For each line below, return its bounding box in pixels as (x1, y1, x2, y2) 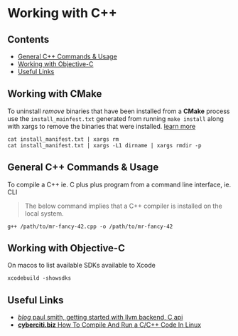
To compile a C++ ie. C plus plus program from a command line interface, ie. (7, 180, 232, 189)
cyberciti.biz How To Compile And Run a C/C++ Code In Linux (17, 320, 201, 329)
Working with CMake (7, 88, 102, 100)
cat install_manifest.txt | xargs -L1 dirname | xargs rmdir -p (7, 142, 202, 149)
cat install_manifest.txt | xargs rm (7, 135, 119, 143)
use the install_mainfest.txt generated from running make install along (7, 114, 224, 122)
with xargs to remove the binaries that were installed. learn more (7, 122, 196, 130)
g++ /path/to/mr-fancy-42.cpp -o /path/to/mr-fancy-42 (7, 223, 173, 230)
